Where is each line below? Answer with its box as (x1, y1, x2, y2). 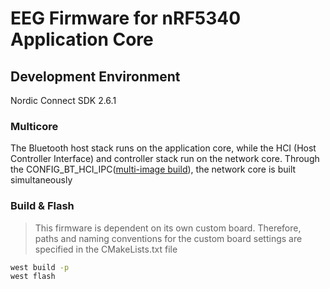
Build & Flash (10, 199, 75, 213)
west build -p (10, 262, 70, 272)
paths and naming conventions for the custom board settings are (34, 232, 303, 244)
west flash (10, 272, 56, 282)
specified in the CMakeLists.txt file (34, 243, 178, 255)
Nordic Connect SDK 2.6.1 (10, 95, 117, 106)
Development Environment (10, 68, 181, 85)
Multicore (10, 119, 59, 133)
